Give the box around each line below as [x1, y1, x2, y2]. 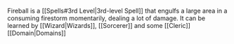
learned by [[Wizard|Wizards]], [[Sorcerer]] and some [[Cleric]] [7, 22, 191, 29]
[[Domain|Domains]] [7, 29, 67, 37]
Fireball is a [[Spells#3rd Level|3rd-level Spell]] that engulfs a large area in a [7, 7, 228, 15]
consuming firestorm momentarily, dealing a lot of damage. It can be [7, 14, 206, 22]
